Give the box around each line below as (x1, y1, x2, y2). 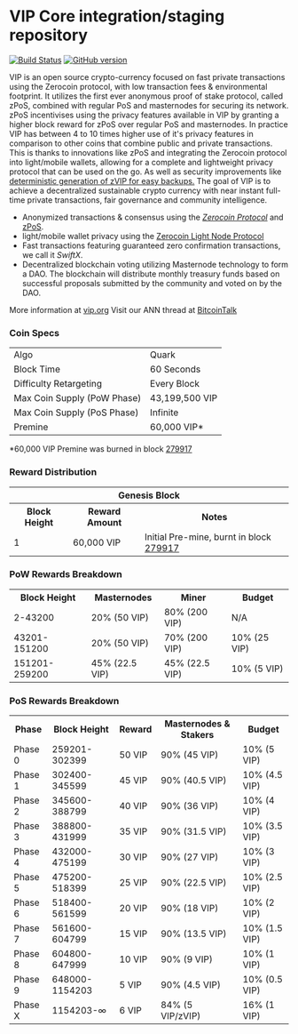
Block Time (13, 363, 60, 375)
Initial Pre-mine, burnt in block (145, 531, 272, 543)
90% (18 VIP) (161, 902, 219, 915)
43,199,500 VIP (149, 392, 218, 405)
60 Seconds (149, 363, 201, 375)
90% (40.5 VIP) (161, 774, 227, 787)
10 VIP (119, 953, 148, 966)
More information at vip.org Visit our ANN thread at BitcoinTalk (9, 304, 238, 315)
